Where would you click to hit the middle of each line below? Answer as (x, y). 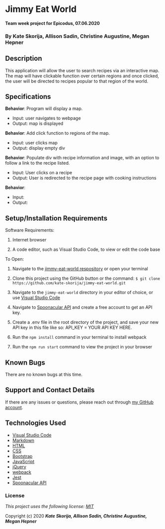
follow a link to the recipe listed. (38, 163)
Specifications (28, 96)
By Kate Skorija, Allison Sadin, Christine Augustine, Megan (77, 36)
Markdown (23, 440)
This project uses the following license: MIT (50, 506)
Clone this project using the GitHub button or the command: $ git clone (86, 278)
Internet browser (29, 240)
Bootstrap (22, 456)
